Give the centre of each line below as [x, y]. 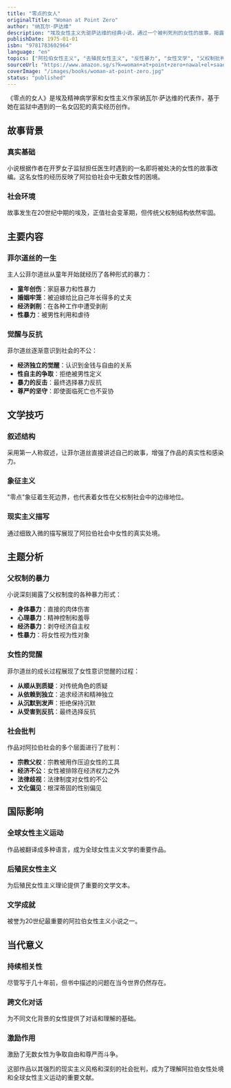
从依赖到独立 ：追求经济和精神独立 [65, 694]
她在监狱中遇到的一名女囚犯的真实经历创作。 [70, 107]
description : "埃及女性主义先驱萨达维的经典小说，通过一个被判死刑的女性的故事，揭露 [116, 33]
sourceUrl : [23, 65]
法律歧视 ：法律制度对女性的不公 [62, 779]
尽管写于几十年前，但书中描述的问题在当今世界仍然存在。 [88, 983]
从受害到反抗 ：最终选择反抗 [56, 712]
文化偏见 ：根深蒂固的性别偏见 [59, 787]
